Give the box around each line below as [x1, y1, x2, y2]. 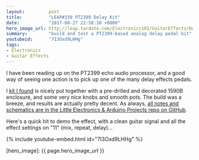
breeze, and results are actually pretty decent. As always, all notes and [6, 99, 179, 107]
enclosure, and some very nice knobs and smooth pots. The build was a [6, 93, 182, 101]
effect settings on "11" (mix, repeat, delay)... [6, 124, 113, 131]
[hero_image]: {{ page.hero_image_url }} [6, 147, 105, 154]
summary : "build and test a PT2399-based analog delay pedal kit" [6, 31, 192, 37]
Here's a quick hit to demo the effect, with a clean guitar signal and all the [6, 117, 186, 125]
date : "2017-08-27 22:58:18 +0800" [6, 20, 120, 26]
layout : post [6, 8, 60, 15]
